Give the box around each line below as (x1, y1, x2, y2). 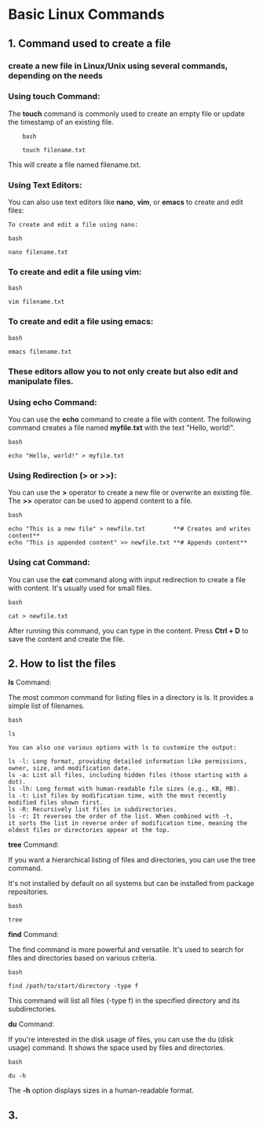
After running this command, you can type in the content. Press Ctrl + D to (8, 626, 249, 635)
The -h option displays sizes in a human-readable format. (8, 1085, 195, 1096)
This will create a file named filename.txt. (8, 159, 141, 170)
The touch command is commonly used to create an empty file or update (8, 108, 245, 119)
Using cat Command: (8, 557, 90, 568)
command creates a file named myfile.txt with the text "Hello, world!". (8, 422, 236, 432)
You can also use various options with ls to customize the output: (8, 744, 237, 752)
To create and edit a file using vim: (8, 267, 142, 278)
